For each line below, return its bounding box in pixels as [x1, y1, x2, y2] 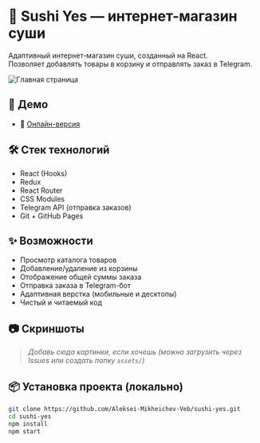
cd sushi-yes [8, 412, 52, 421]
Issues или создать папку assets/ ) [27, 356, 145, 365]
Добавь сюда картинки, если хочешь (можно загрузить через [27, 347, 242, 357]
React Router [19, 186, 63, 195]
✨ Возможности [8, 233, 93, 247]
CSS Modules [19, 194, 65, 203]
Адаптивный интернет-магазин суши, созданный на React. [8, 50, 209, 60]
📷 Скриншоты [8, 321, 85, 335]
